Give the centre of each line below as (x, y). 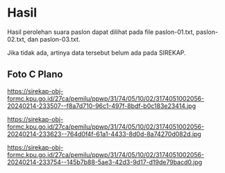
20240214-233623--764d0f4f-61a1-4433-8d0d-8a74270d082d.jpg (104, 134)
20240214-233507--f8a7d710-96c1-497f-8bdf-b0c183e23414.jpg (102, 106)
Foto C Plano (35, 74)
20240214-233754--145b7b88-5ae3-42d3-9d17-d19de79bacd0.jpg (105, 162)
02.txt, (17, 39)
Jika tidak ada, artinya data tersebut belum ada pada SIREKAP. (97, 53)
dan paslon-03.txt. (54, 39)
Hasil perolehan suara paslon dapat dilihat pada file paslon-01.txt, (101, 32)
